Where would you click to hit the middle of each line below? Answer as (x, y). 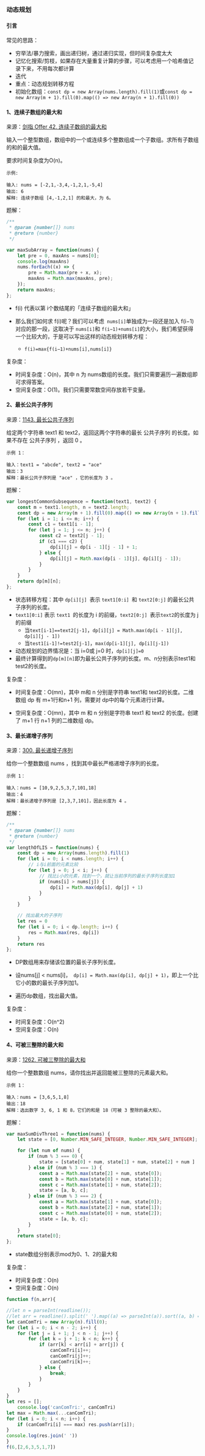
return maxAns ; (37, 290)
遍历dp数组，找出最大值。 (48, 996)
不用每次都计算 (55, 69)
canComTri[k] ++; (70, 1362)
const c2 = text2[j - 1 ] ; (72, 536)
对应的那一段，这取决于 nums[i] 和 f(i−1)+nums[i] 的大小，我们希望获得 (104, 328)
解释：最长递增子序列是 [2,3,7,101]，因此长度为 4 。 (68, 801)
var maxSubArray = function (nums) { (53, 250)
